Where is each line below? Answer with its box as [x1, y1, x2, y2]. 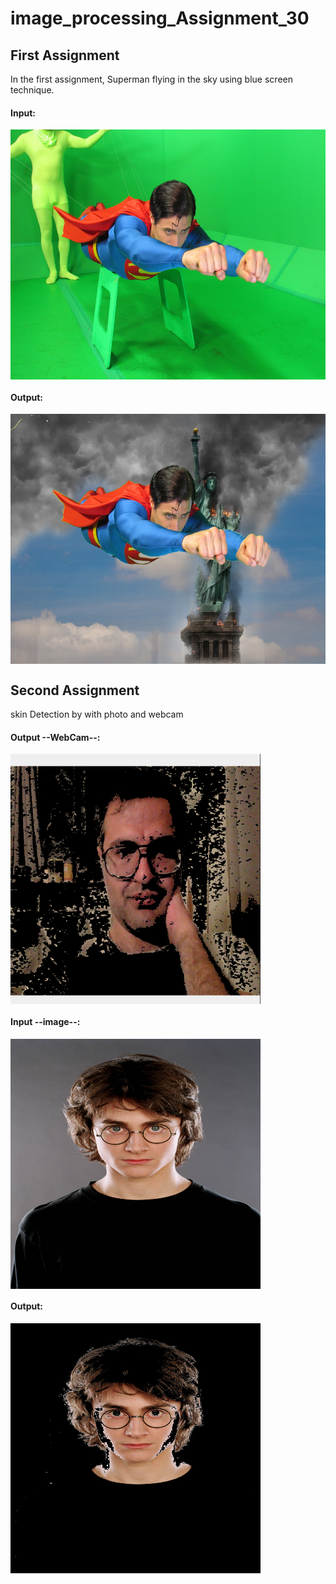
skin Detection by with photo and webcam [10, 708, 184, 721]
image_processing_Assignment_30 [10, 7, 310, 30]
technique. [10, 84, 55, 96]
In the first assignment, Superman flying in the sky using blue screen [10, 73, 293, 85]
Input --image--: [10, 1016, 81, 1028]
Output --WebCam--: [10, 731, 101, 743]
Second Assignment [10, 682, 140, 699]
